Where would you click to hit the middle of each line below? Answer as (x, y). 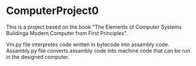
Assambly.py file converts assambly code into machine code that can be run (98, 50)
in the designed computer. (38, 57)
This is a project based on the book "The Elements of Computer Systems (94, 27)
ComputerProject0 (52, 11)
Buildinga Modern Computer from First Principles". (67, 33)
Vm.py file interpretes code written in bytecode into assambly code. (88, 44)
